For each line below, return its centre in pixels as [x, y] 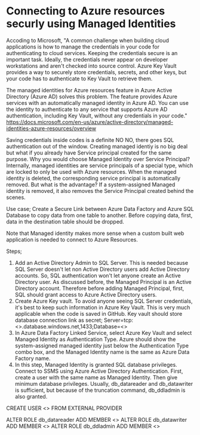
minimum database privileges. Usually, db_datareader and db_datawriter [104, 383]
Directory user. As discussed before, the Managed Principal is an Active [103, 282]
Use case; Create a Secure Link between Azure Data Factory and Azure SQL [100, 209]
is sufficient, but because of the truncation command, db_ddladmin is [100, 390]
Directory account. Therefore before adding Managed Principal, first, [99, 288]
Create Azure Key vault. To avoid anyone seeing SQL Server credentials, [104, 301]
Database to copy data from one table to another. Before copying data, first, [99, 215]
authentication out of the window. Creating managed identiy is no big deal [97, 146]
